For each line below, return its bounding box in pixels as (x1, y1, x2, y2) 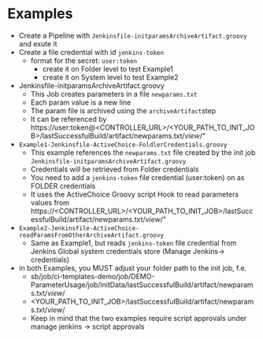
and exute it (18, 39, 57, 48)
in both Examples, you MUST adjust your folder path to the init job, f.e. (18, 263, 247, 272)
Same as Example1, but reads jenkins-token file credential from (30, 238, 237, 248)
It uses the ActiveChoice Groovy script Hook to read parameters (30, 190, 239, 199)
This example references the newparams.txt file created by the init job (30, 147, 256, 157)
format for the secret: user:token (30, 56, 138, 65)
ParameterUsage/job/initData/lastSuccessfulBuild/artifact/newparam (30, 280, 254, 289)
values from (30, 197, 70, 207)
